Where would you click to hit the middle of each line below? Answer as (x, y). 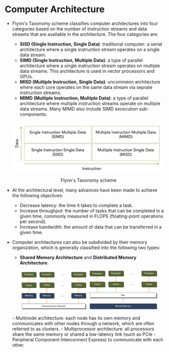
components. (33, 114)
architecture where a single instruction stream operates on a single (90, 49)
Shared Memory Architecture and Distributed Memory (78, 257)
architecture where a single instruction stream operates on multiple (90, 66)
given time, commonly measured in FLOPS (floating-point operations (91, 216)
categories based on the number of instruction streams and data (80, 28)
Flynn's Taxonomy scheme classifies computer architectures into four (85, 23)
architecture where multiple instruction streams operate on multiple (90, 103)
